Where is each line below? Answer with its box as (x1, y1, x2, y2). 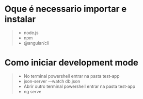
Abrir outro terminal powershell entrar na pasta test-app (23, 83, 136, 89)
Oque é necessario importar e (4, 3, 127, 15)
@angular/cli (23, 40, 49, 46)
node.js (23, 30, 39, 35)
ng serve (23, 88, 42, 94)
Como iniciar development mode (4, 57, 139, 68)
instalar (4, 14, 36, 25)
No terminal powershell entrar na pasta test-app (23, 73, 120, 79)
